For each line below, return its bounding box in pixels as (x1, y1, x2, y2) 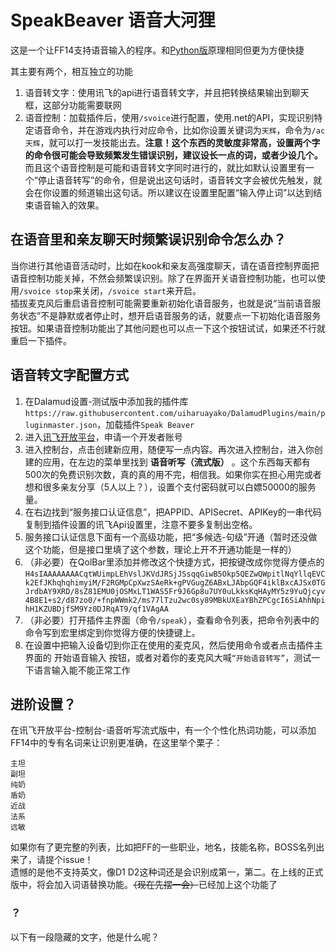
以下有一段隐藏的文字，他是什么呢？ (10, 931, 160, 943)
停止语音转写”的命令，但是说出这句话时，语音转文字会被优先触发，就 (37, 174, 323, 186)
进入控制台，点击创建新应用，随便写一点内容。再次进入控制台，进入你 (24, 443, 315, 455)
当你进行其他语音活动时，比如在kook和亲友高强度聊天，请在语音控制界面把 (10, 259, 320, 271)
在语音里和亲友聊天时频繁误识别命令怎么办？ (10, 231, 287, 248)
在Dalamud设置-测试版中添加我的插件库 (24, 395, 189, 407)
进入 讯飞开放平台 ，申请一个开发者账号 (24, 431, 183, 443)
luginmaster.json (24, 420, 98, 430)
